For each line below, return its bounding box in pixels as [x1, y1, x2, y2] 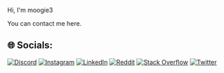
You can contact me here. [7, 19, 82, 27]
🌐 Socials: [7, 40, 53, 51]
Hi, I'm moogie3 [7, 6, 53, 14]
